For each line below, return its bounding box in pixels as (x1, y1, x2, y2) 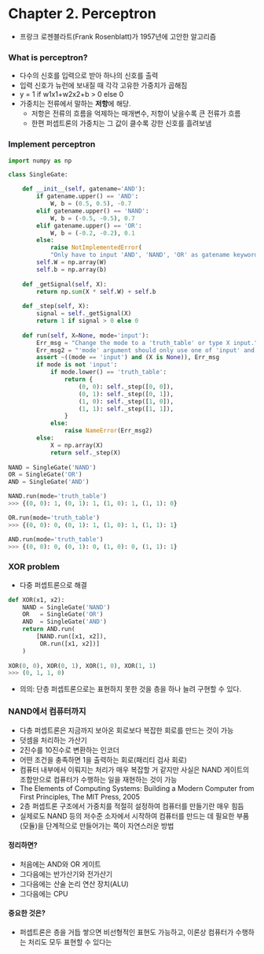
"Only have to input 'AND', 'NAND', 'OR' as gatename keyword (49, 251, 258, 259)
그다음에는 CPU (19, 889, 68, 898)
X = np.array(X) (49, 441, 104, 449)
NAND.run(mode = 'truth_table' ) (8, 492, 108, 500)
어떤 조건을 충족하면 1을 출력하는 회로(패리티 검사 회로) (19, 755, 187, 764)
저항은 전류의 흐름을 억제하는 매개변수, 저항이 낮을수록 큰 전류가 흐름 (31, 109, 241, 118)
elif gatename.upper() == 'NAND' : (36, 206, 149, 215)
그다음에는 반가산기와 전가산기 (19, 869, 112, 878)
